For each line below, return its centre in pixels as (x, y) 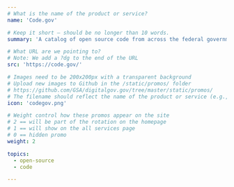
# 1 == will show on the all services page (71, 129)
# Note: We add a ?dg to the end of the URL (73, 58)
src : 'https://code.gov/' (45, 65)
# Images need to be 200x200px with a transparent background (99, 77)
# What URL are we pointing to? (54, 52)
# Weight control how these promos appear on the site (88, 115)
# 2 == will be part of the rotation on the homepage (87, 122)
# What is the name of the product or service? (78, 14)
